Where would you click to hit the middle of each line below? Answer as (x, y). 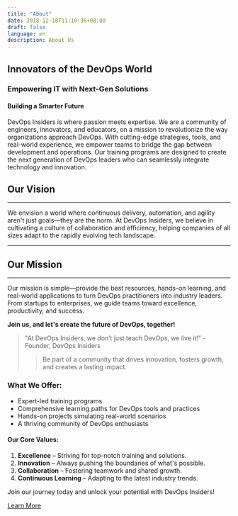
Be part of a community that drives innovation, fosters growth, (133, 359)
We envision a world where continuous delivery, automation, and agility (111, 213)
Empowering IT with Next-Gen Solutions (78, 89)
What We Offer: (35, 386)
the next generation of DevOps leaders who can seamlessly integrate (108, 159)
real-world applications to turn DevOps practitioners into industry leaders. (115, 296)
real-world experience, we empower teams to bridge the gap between (110, 144)
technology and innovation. (47, 167)
